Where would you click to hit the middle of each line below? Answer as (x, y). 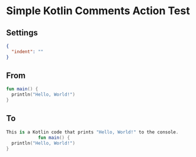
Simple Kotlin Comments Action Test (98, 11)
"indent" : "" (28, 51)
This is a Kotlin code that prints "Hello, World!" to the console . (92, 132)
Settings (22, 33)
